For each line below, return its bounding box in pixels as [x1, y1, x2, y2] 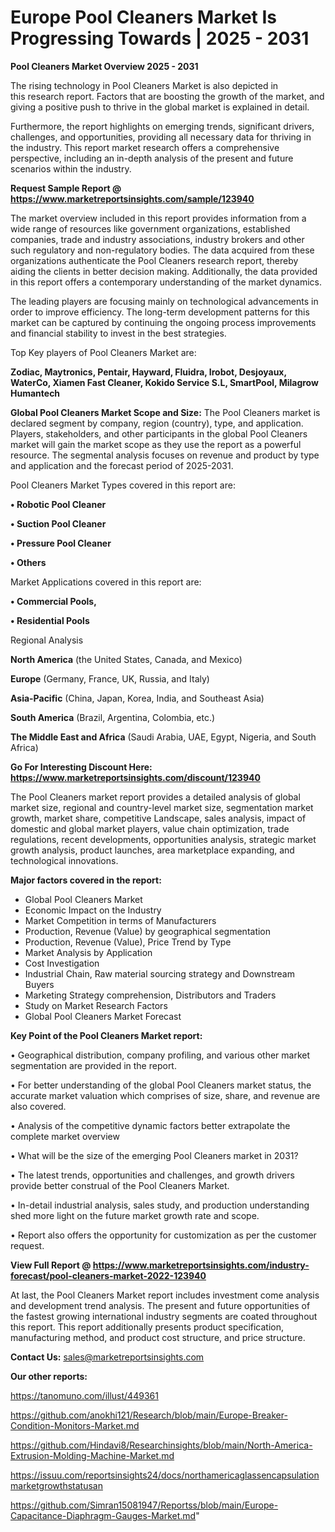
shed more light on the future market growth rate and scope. [10, 1209, 260, 1221]
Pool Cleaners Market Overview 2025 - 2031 [10, 60, 199, 72]
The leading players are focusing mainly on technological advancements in [10, 295, 319, 307]
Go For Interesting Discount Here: [10, 761, 153, 773]
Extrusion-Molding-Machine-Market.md [10, 1449, 175, 1461]
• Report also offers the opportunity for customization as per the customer [10, 1229, 317, 1241]
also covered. [10, 1100, 67, 1112]
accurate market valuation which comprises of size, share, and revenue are [10, 1089, 321, 1101]
